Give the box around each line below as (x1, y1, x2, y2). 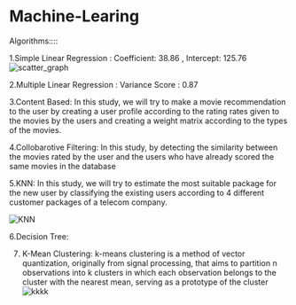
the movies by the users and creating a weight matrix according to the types (9, 115, 288, 126)
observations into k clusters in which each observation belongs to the (21, 267, 277, 278)
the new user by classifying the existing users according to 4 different (9, 187, 265, 198)
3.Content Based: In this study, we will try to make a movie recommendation (9, 96, 286, 107)
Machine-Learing (9, 6, 140, 27)
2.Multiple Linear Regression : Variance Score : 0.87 (9, 79, 199, 90)
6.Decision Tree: (9, 231, 69, 241)
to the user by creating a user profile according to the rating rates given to (9, 106, 280, 116)
